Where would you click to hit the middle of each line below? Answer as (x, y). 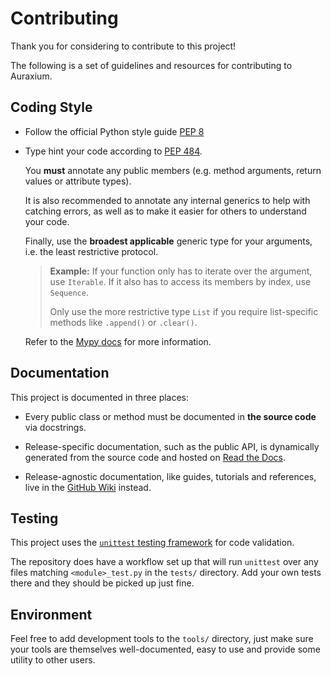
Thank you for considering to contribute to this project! (123, 46)
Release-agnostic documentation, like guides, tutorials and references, (170, 476)
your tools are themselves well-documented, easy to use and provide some (165, 649)
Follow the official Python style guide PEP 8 (114, 131)
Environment (51, 614)
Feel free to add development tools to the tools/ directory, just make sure (162, 639)
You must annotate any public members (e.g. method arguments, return (173, 170)
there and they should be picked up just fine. (102, 583)
